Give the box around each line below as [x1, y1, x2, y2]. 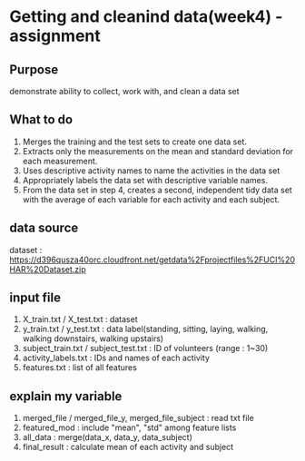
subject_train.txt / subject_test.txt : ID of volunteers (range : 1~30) [22, 343, 269, 354]
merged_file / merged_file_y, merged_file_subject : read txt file [22, 413, 254, 424]
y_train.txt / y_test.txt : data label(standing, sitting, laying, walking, [22, 324, 269, 335]
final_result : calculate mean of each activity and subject [22, 442, 234, 453]
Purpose [9, 62, 59, 77]
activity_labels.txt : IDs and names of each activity [22, 352, 211, 364]
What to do [9, 112, 74, 128]
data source [9, 221, 79, 236]
